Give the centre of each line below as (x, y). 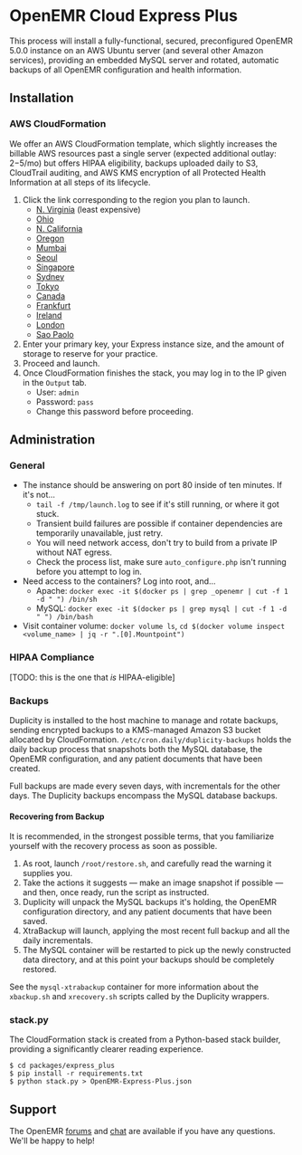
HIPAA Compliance (52, 657)
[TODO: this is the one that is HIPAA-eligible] (92, 677)
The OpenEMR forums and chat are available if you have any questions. (142, 1131)
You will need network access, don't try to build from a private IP (156, 543)
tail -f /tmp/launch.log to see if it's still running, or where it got (158, 504)
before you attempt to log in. (89, 572)
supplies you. (47, 873)
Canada (51, 296)
